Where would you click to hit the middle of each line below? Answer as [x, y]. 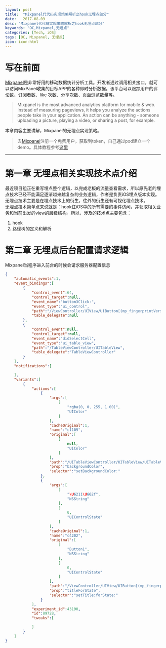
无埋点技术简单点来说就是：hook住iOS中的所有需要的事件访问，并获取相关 [81, 207]
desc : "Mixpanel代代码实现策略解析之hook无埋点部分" [55, 23]
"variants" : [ [27, 380]
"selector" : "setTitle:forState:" [84, 595]
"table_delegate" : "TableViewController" [74, 352]
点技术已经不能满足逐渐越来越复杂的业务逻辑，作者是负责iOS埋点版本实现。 [82, 194]
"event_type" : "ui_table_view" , [64, 343]
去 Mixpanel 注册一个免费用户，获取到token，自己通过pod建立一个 [84, 141]
